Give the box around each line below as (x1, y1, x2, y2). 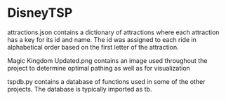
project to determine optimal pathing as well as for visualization (7, 64, 191, 72)
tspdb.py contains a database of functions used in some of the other (7, 77, 206, 85)
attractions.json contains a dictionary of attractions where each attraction (7, 28, 220, 36)
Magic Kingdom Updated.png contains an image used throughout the (7, 56, 208, 64)
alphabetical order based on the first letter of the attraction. (7, 43, 179, 51)
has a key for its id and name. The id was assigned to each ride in (7, 35, 197, 43)
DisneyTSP (7, 5, 73, 21)
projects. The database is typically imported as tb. (7, 85, 152, 93)
